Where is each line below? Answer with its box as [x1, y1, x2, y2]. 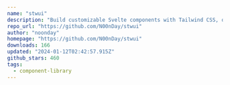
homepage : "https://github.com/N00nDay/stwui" [7, 36, 142, 42]
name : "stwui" [7, 10, 48, 17]
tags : [7, 61, 23, 68]
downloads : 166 [7, 42, 51, 49]
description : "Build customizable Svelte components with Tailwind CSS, [7, 16, 219, 23]
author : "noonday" [7, 29, 60, 36]
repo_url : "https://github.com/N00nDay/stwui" [7, 23, 142, 29]
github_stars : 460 [7, 55, 60, 62]
